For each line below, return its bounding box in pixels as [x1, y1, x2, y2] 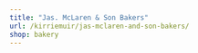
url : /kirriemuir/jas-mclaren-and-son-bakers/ [9, 22, 190, 31]
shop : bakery [9, 30, 59, 39]
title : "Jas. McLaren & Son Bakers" [9, 13, 149, 22]
